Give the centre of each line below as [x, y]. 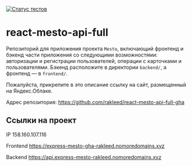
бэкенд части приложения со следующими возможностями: [82, 55]
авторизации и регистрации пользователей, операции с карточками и [94, 61]
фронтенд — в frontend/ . [37, 73]
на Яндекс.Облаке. [29, 91]
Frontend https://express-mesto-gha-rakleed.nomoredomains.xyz [85, 146]
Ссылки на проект [41, 120]
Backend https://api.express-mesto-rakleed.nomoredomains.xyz [84, 157]
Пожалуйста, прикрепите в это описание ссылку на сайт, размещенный [96, 84]
